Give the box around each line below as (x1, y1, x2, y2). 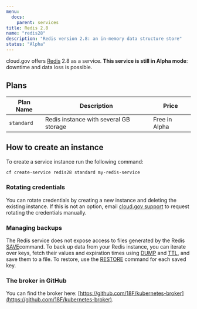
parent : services (16, 19, 59, 25)
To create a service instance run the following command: (6, 158, 144, 165)
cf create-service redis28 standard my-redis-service (6, 169, 141, 175)
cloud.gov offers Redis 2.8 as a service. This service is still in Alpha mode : (6, 57, 188, 64)
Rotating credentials (6, 183, 66, 191)
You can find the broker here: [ (6, 290, 80, 297)
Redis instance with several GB (45, 115, 130, 123)
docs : (11, 14, 25, 20)
